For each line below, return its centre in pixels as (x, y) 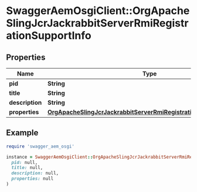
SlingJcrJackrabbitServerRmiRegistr (97, 23)
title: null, (27, 168)
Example (22, 133)
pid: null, (25, 162)
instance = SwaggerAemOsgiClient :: (50, 157)
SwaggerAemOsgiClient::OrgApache (98, 11)
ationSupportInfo (49, 36)
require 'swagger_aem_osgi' (40, 146)
